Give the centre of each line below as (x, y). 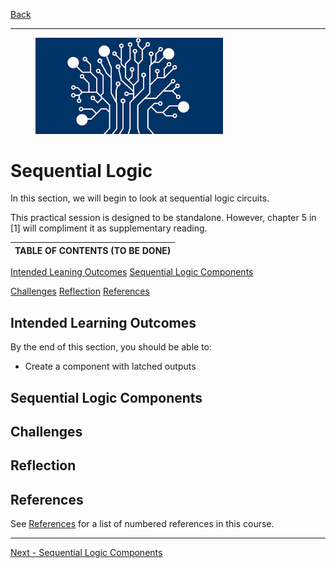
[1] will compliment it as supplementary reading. (109, 228)
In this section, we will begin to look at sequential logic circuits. (140, 198)
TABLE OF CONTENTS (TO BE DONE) (93, 250)
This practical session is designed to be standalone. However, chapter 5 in (163, 218)
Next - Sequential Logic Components (86, 553)
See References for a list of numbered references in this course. (142, 524)
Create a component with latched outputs (110, 366)
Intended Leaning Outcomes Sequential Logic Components (132, 272)
